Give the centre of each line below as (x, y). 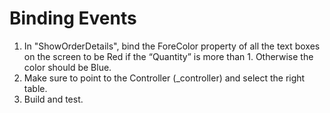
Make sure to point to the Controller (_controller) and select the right (164, 78)
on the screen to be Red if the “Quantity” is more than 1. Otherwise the (168, 56)
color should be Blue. (67, 67)
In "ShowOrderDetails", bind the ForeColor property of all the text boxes (172, 46)
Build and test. (53, 99)
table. (35, 88)
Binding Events (73, 18)
